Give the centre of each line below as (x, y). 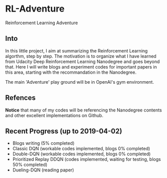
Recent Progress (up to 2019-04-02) (64, 131)
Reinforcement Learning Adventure (41, 23)
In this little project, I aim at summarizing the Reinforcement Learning (76, 50)
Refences (21, 98)
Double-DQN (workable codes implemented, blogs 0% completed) (81, 154)
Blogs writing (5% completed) (43, 143)
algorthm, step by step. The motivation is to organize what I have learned (81, 56)
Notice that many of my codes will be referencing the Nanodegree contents (83, 110)
